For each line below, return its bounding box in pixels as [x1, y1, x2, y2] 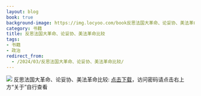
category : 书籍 [6, 25, 42, 32]
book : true [6, 14, 33, 20]
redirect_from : [6, 53, 44, 59]
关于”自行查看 [14, 83, 48, 90]
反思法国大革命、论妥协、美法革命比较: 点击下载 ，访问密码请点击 [13, 76, 174, 83]
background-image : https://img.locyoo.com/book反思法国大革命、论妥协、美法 [6, 20, 190, 26]
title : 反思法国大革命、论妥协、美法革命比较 [6, 31, 106, 37]
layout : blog [6, 8, 39, 15]
